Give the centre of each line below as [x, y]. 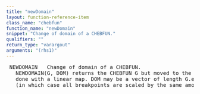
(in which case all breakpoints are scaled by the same [99, 85]
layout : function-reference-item [48, 17]
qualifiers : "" [25, 39]
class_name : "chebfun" [34, 23]
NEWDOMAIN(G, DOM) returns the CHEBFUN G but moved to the [104, 73]
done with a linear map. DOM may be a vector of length [99, 79]
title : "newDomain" [30, 12]
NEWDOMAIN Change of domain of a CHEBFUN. [75, 67]
